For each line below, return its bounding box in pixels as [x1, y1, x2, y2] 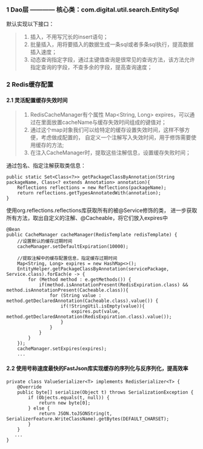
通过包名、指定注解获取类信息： [6, 162, 86, 170]
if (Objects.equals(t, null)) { [28, 394, 110, 400]
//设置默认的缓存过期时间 [17, 238, 73, 244]
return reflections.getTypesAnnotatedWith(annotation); [17, 190, 162, 196]
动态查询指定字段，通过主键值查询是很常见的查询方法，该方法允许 [30, 56, 195, 63]
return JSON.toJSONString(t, [38, 410, 113, 417]
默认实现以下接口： [6, 20, 55, 28]
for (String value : [49, 293, 102, 299]
